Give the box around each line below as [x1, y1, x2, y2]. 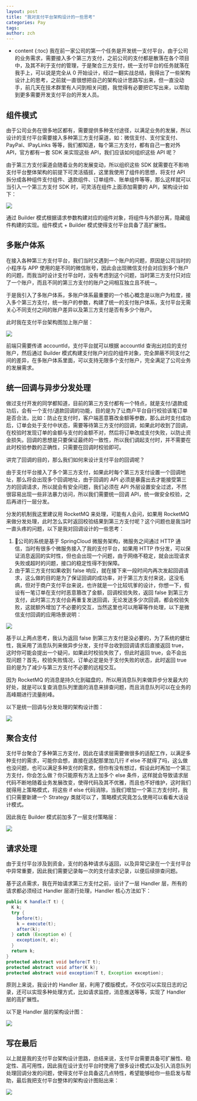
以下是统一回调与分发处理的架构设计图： [6, 703, 104, 710]
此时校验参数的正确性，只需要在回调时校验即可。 [6, 444, 124, 451]
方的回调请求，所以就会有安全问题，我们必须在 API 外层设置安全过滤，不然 [6, 483, 187, 490]
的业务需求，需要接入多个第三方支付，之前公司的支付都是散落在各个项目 [14, 55, 189, 62]
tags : [6, 25, 19, 31]
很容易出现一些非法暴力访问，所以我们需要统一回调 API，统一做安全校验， [6, 491, 186, 498]
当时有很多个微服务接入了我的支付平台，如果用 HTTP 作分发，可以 [25, 545, 186, 552]
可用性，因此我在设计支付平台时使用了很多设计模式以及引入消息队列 [26, 1062, 191, 1069]
